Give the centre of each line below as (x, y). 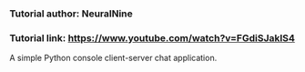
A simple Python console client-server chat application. (113, 58)
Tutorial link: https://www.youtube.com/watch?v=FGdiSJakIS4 (152, 37)
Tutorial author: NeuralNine (71, 14)
